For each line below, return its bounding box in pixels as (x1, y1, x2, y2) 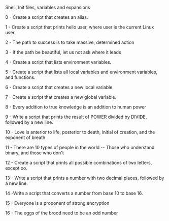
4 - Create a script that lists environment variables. (5, 59, 112, 65)
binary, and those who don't (5, 150, 64, 156)
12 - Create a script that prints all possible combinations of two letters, (5, 160, 152, 165)
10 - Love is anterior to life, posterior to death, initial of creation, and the (5, 129, 155, 135)
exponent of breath (5, 134, 46, 141)
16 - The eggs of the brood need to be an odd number (5, 210, 118, 216)
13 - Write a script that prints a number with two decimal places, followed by (5, 175, 164, 181)
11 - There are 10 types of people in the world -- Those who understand (5, 145, 155, 150)
